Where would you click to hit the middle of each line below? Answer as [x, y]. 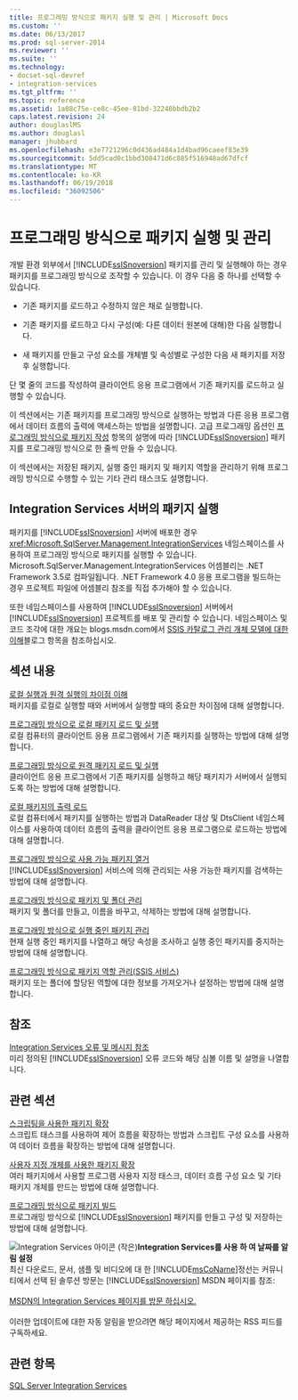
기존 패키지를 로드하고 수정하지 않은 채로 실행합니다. [112, 305]
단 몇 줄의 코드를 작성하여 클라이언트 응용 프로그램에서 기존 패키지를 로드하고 [142, 385]
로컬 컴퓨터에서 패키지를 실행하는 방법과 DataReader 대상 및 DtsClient [132, 818]
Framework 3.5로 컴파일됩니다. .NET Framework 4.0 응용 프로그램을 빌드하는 [145, 576]
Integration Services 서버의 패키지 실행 [114, 509]
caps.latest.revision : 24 [57, 117]
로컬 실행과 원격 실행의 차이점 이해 [68, 694]
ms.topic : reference [48, 100]
